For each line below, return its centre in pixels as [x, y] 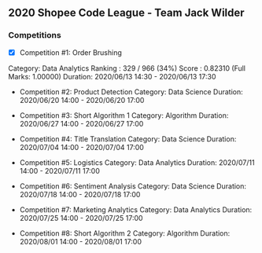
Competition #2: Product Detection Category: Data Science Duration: [131, 92]
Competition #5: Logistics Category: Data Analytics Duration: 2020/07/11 [137, 162]
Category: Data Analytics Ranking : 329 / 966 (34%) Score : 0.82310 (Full [127, 68]
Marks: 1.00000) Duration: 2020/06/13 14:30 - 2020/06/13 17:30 [112, 76]
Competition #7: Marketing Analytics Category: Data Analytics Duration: [136, 209]
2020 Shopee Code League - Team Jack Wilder [127, 13]
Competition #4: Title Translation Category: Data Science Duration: [128, 139]
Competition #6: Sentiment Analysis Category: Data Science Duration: [133, 186]
